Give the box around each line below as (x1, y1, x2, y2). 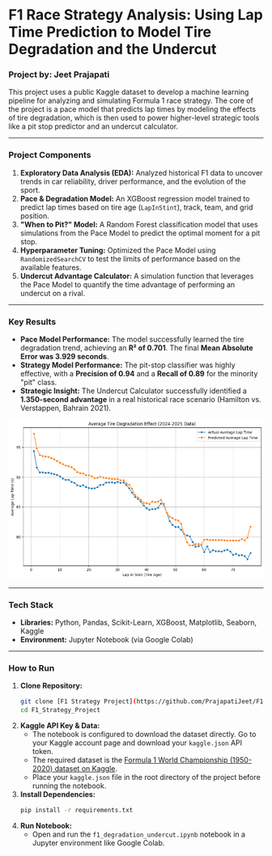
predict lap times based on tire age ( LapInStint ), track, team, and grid (19, 202, 253, 212)
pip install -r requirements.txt (19, 807, 134, 815)
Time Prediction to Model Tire (8, 23, 212, 41)
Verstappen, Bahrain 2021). (19, 403, 112, 413)
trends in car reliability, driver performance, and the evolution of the (19, 176, 247, 186)
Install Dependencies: (19, 790, 96, 799)
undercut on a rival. (19, 288, 86, 298)
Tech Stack (8, 599, 54, 610)
